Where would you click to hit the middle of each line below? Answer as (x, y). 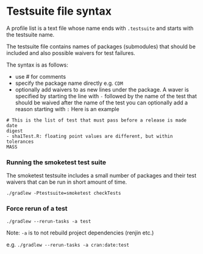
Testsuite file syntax (59, 11)
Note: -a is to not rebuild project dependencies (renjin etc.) (80, 233)
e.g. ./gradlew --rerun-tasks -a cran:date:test (68, 244)
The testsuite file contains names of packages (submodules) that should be (101, 46)
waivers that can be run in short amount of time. (67, 182)
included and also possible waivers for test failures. (71, 53)
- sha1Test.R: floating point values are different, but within (90, 136)
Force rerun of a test (37, 209)
